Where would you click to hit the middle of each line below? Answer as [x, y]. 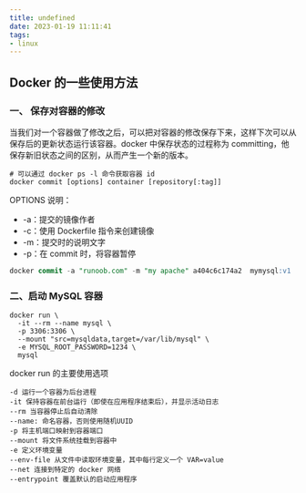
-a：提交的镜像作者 [59, 219]
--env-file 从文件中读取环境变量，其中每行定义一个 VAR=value [117, 460]
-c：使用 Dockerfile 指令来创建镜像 [88, 231]
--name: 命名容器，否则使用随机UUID [71, 421]
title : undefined [42, 18]
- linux [24, 43]
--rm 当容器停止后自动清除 [54, 412]
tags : [20, 35]
